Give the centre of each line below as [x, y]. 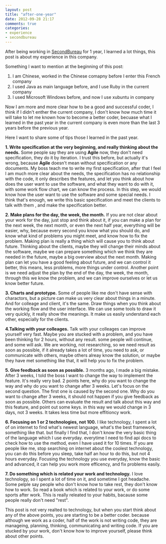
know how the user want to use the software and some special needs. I [78, 195]
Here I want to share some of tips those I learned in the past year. [72, 137]
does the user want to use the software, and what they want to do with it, [80, 184]
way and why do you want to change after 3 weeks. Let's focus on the [77, 386]
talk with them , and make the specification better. [56, 205]
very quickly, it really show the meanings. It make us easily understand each [83, 314]
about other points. [25, 536]
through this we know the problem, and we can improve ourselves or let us [81, 278]
